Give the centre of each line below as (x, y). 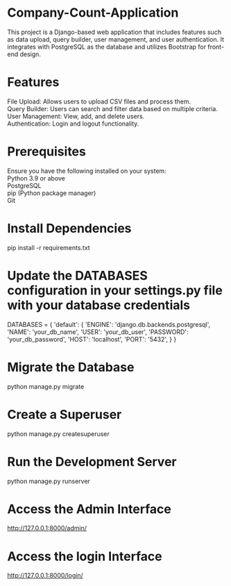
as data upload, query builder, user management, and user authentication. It (115, 39)
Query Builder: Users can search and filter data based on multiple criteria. (113, 108)
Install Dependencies (69, 228)
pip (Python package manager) (52, 193)
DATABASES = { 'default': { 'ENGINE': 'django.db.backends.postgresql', (109, 324)
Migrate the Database (71, 367)
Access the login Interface (85, 556)
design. (31, 54)
